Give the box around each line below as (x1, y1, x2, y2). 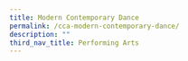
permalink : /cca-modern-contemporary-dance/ (9, 22, 180, 30)
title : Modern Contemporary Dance (9, 13, 140, 22)
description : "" (9, 30, 70, 39)
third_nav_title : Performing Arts (9, 38, 140, 48)
